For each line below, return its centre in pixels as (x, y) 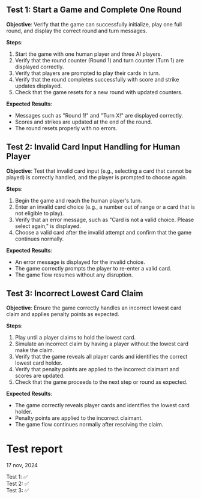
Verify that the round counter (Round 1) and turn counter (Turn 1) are (99, 60)
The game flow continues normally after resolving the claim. (89, 425)
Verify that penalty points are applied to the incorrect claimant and (97, 369)
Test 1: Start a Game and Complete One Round (94, 10)
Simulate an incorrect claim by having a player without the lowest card (102, 344)
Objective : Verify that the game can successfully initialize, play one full (94, 24)
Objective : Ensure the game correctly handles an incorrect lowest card (94, 308)
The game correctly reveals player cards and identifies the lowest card (102, 405)
